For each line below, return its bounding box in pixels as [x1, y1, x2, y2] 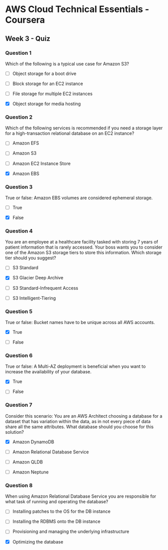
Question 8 [5, 482, 33, 489]
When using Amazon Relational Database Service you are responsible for [5, 493, 156, 499]
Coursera [5, 14, 45, 26]
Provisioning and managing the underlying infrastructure [12, 528, 129, 534]
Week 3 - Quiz [5, 34, 51, 43]
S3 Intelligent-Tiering [12, 295, 56, 301]
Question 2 [5, 114, 33, 121]
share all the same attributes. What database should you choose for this [5, 424, 154, 430]
